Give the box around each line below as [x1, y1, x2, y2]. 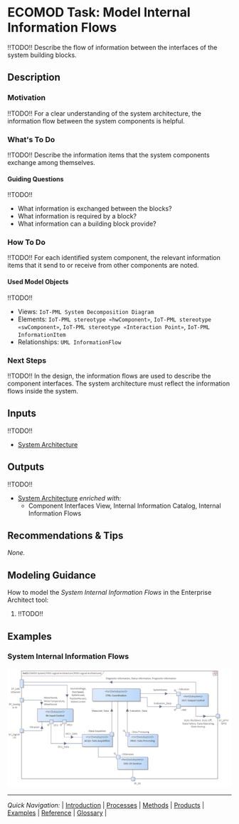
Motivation [7, 93, 46, 103]
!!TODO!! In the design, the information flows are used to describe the [7, 371, 211, 380]
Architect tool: [7, 596, 49, 604]
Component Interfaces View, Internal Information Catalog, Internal [28, 501, 222, 510]
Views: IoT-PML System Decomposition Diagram [17, 307, 154, 316]
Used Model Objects [7, 278, 69, 286]
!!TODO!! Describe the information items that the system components [7, 151, 210, 159]
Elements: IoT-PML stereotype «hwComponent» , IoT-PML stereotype [17, 315, 212, 323]
